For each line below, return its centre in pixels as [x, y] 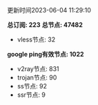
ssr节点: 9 [31, 95]
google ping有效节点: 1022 [46, 54]
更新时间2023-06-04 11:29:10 [49, 10]
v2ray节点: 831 [38, 69]
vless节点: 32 [36, 39]
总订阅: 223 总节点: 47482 [45, 25]
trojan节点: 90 [37, 77]
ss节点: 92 [32, 86]
